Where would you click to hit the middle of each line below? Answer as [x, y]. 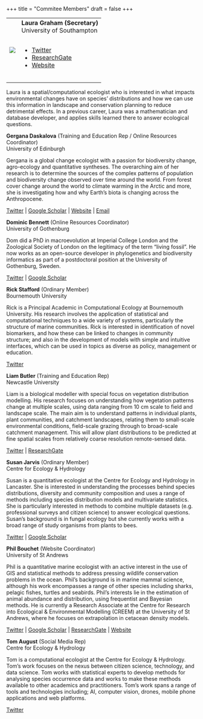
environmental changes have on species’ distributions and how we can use [100, 98]
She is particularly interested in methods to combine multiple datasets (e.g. [100, 506]
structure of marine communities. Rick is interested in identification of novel [100, 327]
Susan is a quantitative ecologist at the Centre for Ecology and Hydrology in [101, 480]
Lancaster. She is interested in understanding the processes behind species [101, 487]
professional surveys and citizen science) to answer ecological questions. [98, 512]
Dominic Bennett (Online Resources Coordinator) [68, 222]
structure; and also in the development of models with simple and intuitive [98, 340]
